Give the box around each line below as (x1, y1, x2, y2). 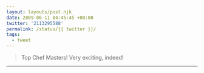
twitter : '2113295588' (6, 20, 64, 26)
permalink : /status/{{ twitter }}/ (6, 26, 97, 32)
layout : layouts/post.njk (6, 9, 72, 15)
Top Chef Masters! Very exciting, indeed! (21, 54, 124, 61)
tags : (6, 32, 20, 38)
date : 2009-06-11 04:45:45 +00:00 (6, 15, 94, 21)
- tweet (12, 37, 32, 43)
